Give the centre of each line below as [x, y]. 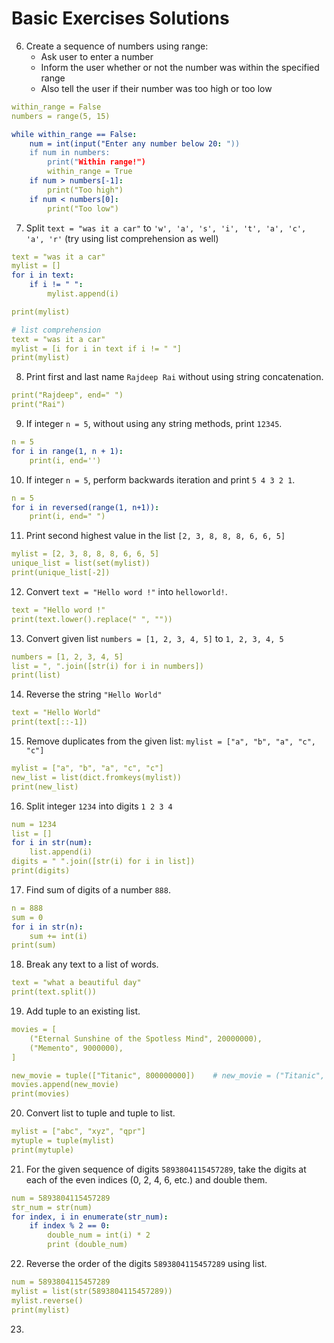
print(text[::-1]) [49, 722]
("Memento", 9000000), [76, 1048]
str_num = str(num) [52, 1207]
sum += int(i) [58, 936]
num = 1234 [34, 824]
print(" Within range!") [96, 162]
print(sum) [34, 945]
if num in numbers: [70, 153]
